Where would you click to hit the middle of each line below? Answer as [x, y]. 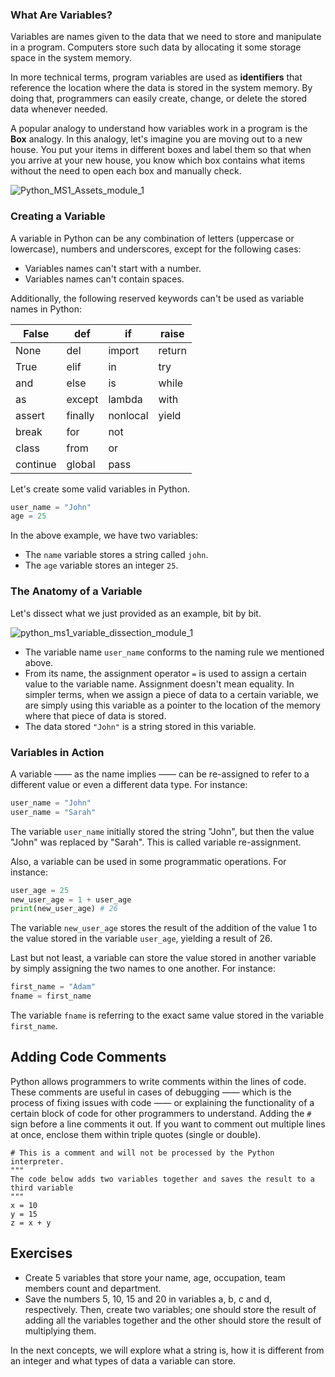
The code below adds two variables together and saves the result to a [162, 1179]
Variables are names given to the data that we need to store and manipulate [166, 37]
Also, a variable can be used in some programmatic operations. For [148, 861]
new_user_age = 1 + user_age [71, 899]
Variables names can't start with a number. [113, 268]
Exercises [41, 1253]
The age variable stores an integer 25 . [101, 565]
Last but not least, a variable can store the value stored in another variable [163, 958]
